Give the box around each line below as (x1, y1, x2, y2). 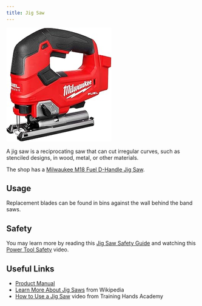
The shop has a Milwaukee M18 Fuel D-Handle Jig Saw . (6, 166, 145, 173)
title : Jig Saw (6, 10, 45, 16)
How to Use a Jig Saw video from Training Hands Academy (15, 293, 164, 300)
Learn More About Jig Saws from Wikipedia (15, 286, 124, 294)
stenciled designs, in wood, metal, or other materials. (6, 154, 139, 161)
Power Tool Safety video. (6, 246, 69, 253)
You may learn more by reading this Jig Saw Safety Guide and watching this (6, 240, 196, 247)
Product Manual (15, 280, 55, 287)
